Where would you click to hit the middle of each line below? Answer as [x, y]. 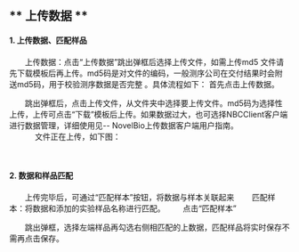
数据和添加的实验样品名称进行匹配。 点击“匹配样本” [135, 208]
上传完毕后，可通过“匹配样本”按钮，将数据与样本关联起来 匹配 [146, 197]
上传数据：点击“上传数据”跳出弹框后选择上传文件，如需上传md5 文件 [150, 61]
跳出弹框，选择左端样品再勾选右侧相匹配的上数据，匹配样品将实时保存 [153, 227]
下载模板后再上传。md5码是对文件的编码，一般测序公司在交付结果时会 [146, 73]
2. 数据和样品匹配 [41, 175]
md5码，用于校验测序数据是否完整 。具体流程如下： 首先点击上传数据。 [148, 84]
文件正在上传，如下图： [77, 136]
